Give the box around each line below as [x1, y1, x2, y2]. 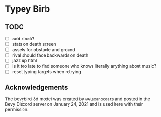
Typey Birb [5, 3, 50, 15]
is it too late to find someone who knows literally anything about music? [12, 63, 157, 69]
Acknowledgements [5, 83, 68, 91]
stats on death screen [12, 41, 56, 47]
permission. [5, 106, 29, 113]
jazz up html [12, 58, 37, 64]
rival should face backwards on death [12, 52, 89, 58]
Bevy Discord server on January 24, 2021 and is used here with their [5, 101, 143, 107]
